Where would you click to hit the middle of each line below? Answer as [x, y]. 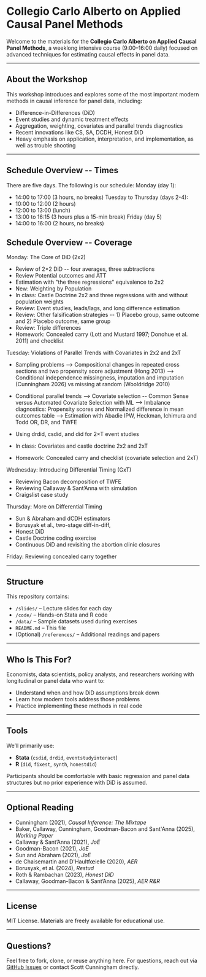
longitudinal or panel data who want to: [56, 681]
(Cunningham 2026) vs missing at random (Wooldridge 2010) [93, 384]
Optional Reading [40, 808]
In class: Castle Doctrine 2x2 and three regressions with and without [101, 295]
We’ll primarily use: [30, 745]
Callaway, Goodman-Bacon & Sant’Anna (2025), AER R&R [88, 881]
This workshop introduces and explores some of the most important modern [103, 94]
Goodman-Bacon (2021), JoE [52, 848]
